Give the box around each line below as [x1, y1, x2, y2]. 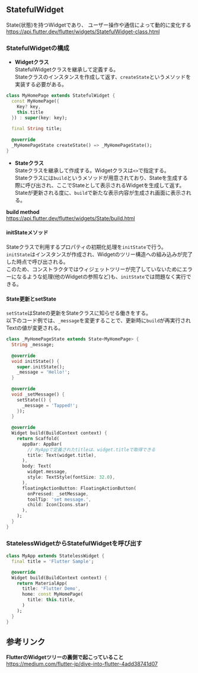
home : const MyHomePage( [21, 591, 84, 598]
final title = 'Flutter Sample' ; [11, 558, 94, 564]
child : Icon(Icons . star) [27, 502, 89, 508]
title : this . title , [27, 597, 76, 603]
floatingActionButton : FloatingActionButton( [21, 485, 136, 491]
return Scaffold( [17, 435, 60, 441]
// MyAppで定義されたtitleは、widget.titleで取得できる [27, 447, 156, 453]
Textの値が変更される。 [6, 324, 64, 331]
